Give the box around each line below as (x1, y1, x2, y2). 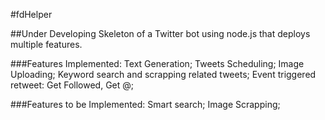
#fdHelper (10, 9, 53, 20)
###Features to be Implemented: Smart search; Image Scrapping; (10, 99, 281, 110)
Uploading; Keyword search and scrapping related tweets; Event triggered (10, 69, 317, 80)
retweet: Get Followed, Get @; (10, 79, 134, 91)
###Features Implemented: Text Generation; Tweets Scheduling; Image (10, 58, 305, 69)
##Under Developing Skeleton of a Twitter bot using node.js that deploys (10, 28, 311, 39)
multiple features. (10, 39, 83, 50)
